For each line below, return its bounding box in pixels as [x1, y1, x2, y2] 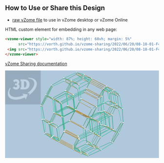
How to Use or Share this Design [5, 4, 105, 12]
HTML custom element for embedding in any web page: [5, 26, 118, 32]
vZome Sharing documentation [5, 61, 67, 67]
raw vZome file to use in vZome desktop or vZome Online [12, 17, 128, 23]
